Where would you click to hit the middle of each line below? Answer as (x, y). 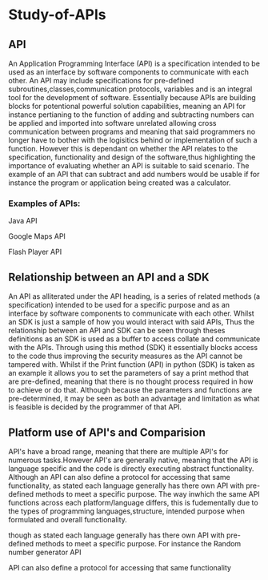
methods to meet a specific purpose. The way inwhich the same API (148, 493)
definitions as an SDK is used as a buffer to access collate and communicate (134, 339)
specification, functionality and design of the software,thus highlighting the (132, 157)
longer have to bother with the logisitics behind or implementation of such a (133, 140)
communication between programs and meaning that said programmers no (132, 131)
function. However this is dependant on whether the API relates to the (123, 149)
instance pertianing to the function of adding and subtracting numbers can (131, 115)
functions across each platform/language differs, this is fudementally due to (133, 502)
